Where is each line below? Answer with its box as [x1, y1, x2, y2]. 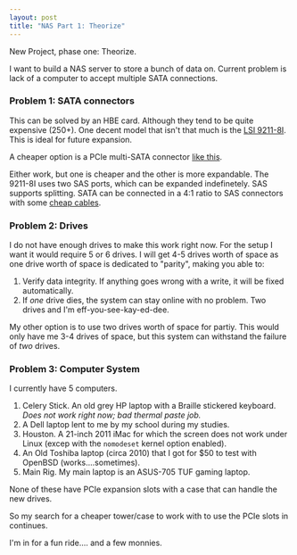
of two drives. [9, 341, 61, 352]
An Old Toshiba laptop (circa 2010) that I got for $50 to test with [21, 448, 257, 459]
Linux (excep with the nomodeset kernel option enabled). [21, 438, 227, 449]
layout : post [9, 12, 58, 22]
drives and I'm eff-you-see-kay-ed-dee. [21, 304, 169, 315]
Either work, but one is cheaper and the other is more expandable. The [9, 169, 269, 179]
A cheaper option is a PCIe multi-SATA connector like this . [9, 151, 223, 162]
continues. [9, 520, 48, 531]
